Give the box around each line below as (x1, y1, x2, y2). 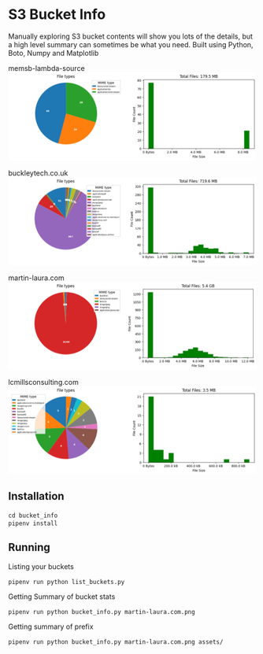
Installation (8, 490, 65, 503)
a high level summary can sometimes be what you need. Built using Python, (8, 39, 254, 49)
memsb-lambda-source (8, 63, 85, 72)
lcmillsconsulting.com (8, 377, 79, 386)
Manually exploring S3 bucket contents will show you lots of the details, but (8, 31, 254, 41)
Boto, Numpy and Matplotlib (8, 48, 99, 57)
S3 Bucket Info (8, 6, 106, 24)
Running (8, 541, 51, 554)
